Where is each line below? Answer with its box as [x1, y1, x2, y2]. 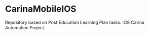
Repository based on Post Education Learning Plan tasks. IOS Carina [5, 19, 145, 25]
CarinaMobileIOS [5, 3, 76, 15]
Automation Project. [5, 24, 46, 30]
